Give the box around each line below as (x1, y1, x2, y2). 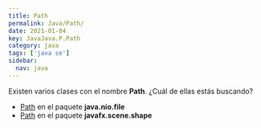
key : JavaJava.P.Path (8, 34, 81, 43)
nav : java (15, 64, 48, 72)
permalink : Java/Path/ (8, 19, 84, 27)
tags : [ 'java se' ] (8, 49, 70, 57)
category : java (8, 42, 59, 50)
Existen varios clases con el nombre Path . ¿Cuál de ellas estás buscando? (8, 86, 254, 96)
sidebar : (8, 57, 38, 65)
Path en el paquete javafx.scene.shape (19, 110, 153, 120)
